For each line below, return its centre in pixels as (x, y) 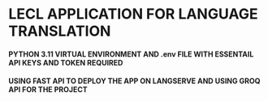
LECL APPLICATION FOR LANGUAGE (133, 14)
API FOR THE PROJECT (48, 90)
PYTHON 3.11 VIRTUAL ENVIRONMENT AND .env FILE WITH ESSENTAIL (131, 54)
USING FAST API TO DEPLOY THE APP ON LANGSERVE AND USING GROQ (134, 81)
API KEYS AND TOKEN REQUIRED (66, 62)
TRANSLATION (60, 31)
